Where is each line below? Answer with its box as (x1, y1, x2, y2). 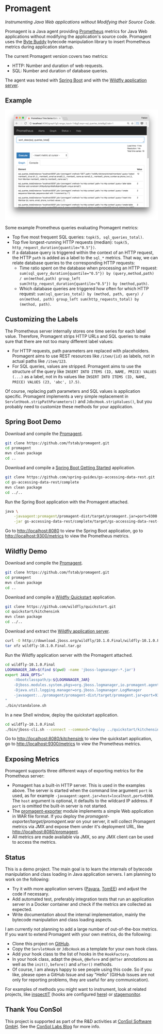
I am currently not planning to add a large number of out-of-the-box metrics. (5, 926, 158, 932)
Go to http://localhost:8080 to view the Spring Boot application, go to (5, 528, 143, 534)
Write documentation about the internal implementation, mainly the (12, 912, 146, 917)
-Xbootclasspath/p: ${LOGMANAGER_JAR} (14, 678, 90, 683)
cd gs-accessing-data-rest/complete (5, 480, 79, 484)
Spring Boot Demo (5, 418, 62, 426)
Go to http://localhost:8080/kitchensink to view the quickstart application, (5, 736, 153, 742)
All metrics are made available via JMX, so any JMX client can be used (12, 834, 154, 840)
